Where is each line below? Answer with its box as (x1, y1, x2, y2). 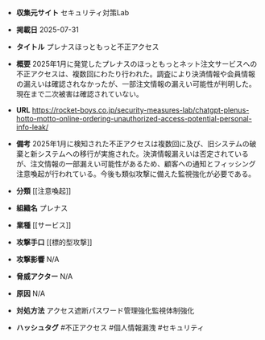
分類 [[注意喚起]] (15, 186, 72, 195)
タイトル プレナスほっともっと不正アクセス (15, 42, 159, 51)
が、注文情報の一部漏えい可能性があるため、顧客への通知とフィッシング (15, 159, 256, 168)
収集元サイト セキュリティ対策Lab (15, 8, 130, 17)
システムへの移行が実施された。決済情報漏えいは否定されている (37, 149, 249, 158)
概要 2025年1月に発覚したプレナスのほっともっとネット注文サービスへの (15, 59, 258, 68)
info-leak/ (15, 122, 49, 132)
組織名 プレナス (15, 203, 68, 212)
